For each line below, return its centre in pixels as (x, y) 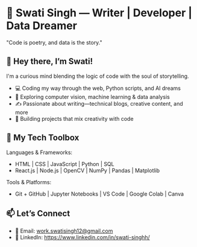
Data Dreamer (42, 26)
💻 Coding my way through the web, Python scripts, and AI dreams (98, 88)
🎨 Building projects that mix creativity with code (74, 118)
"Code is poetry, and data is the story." (54, 42)
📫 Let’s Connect (38, 213)
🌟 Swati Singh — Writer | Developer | (99, 13)
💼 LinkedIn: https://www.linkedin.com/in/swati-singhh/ (83, 237)
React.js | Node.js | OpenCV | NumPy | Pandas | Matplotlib (87, 170)
